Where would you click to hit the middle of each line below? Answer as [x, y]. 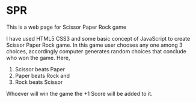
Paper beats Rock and [42, 75]
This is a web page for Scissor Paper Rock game [66, 27]
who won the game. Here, [38, 57]
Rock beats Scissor [39, 82]
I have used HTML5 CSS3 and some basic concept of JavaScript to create [98, 38]
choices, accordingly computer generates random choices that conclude [96, 51]
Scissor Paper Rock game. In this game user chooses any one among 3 [94, 45]
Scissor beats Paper [40, 69]
